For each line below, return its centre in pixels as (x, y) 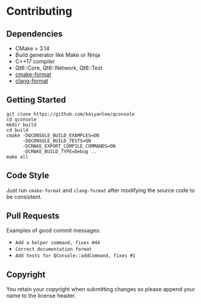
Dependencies (34, 34)
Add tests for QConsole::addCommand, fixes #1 (75, 256)
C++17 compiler (35, 61)
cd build (17, 130)
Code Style (28, 176)
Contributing (39, 11)
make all (17, 157)
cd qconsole (21, 119)
